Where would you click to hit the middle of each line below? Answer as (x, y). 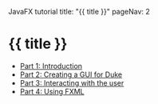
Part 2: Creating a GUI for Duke (71, 74)
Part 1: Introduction (51, 66)
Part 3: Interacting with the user (72, 82)
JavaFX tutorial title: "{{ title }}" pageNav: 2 (79, 12)
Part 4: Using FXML (52, 91)
